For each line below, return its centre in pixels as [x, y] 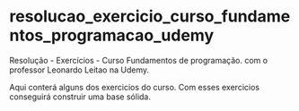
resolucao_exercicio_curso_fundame [150, 17]
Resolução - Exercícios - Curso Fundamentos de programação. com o [138, 60]
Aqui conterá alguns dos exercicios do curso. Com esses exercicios [135, 87]
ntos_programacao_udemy [112, 35]
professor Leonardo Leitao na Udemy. [79, 70]
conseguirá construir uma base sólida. [80, 97]
